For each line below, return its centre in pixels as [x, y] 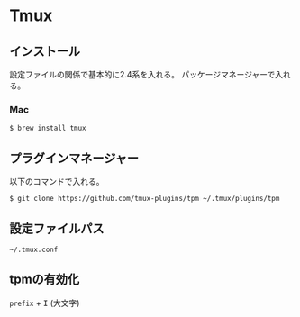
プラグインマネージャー [74, 158]
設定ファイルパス [57, 228]
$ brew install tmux [48, 128]
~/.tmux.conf [34, 249]
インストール [45, 51]
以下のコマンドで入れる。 [57, 182]
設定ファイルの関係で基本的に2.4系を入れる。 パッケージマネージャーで [142, 74]
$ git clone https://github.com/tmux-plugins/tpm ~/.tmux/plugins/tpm [145, 199]
